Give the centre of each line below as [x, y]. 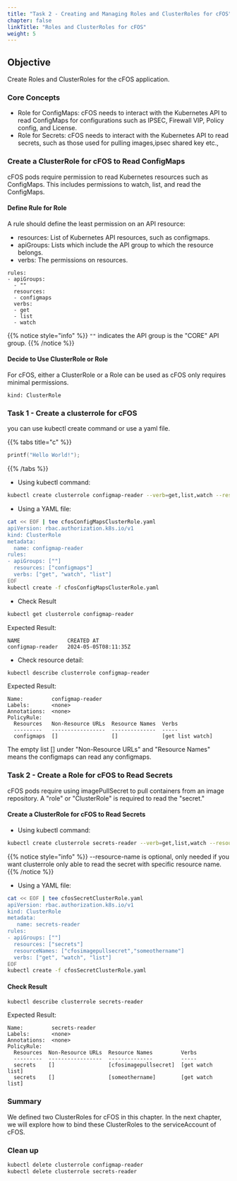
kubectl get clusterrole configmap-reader [71, 614]
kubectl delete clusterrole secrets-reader [72, 1171]
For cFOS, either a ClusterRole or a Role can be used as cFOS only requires [117, 375]
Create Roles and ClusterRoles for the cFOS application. [89, 79]
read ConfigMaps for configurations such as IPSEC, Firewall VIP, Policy [121, 120]
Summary [25, 1102]
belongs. [30, 252]
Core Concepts [34, 98]
